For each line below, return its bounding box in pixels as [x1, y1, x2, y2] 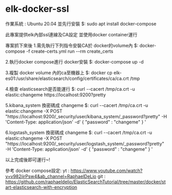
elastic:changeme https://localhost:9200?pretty [5, 92, 106, 98]
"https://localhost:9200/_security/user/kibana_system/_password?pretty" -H [5, 113, 167, 119]
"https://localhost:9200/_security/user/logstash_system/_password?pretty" [5, 140, 164, 146]
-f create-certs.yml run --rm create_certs [26, 48, 113, 54]
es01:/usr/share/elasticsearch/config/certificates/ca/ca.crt [5, 75, 129, 81]
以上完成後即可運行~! [5, 157, 50, 163]
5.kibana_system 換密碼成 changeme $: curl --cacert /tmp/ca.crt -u [5, 102, 148, 108]
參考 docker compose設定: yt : [5, 167, 70, 174]
